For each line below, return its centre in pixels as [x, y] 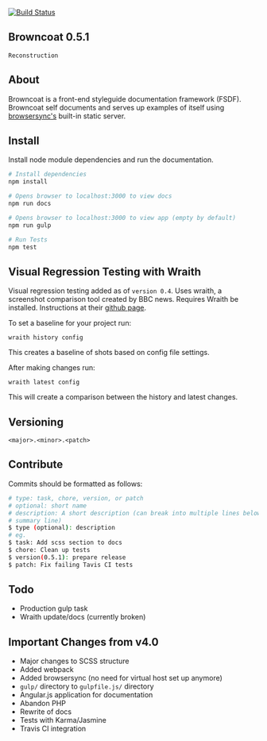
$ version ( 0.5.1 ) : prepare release [67, 557]
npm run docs [30, 204]
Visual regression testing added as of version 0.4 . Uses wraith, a [115, 291]
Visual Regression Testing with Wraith [104, 271]
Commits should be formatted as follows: [75, 484]
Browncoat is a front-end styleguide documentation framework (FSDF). [125, 98]
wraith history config [46, 338]
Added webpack [46, 670]
